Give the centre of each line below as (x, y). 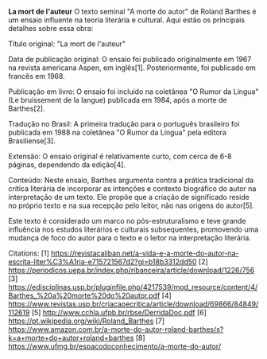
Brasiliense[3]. (32, 141)
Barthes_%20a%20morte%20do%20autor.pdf (84, 295)
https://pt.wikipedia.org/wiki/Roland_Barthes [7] (87, 321)
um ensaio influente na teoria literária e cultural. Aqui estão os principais (126, 20)
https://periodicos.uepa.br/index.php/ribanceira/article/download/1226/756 (132, 270)
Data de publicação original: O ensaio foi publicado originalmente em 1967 (130, 59)
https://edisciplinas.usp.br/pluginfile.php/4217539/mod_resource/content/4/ (133, 287)
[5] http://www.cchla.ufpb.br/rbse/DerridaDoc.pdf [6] (119, 312)
